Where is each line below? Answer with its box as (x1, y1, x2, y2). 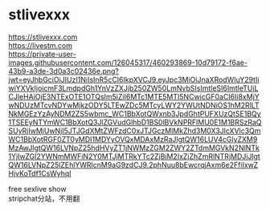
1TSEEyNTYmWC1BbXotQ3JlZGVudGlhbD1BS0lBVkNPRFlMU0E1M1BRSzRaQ (8, 117, 262, 127)
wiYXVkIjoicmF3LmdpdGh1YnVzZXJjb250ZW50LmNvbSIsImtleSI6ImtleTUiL (8, 83, 259, 93)
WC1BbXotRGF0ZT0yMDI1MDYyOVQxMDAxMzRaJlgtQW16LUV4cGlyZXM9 (8, 134, 258, 144)
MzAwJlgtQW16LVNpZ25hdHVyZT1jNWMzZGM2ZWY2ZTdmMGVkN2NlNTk (8, 143, 260, 152)
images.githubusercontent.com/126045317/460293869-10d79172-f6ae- (8, 58, 247, 67)
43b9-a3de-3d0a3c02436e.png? (8, 66, 119, 75)
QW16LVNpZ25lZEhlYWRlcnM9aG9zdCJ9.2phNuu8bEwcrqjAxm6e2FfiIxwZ (8, 160, 259, 169)
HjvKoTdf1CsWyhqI (8, 168, 72, 178)
